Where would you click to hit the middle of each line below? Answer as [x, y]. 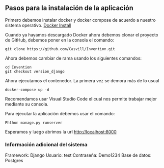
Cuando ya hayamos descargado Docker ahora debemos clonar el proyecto [82, 34]
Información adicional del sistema [46, 144]
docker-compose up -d [27, 90]
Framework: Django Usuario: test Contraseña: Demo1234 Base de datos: [78, 155]
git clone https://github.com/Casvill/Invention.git [60, 49]
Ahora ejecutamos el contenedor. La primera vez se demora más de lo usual [82, 80]
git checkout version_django [35, 71]
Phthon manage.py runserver [34, 123]
